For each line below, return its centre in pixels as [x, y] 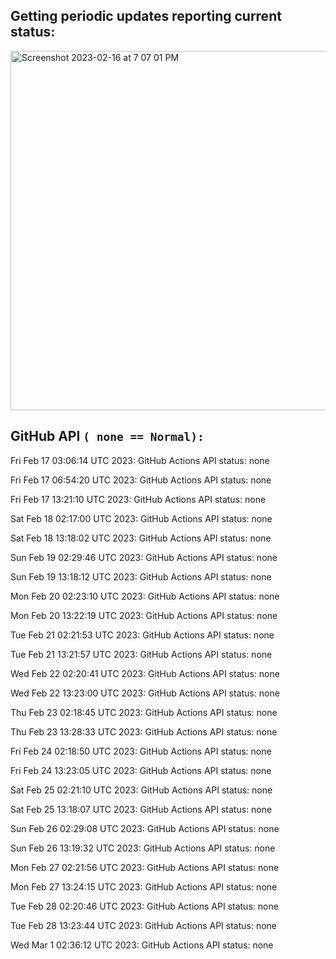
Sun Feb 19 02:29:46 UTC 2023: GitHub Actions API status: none [144, 557]
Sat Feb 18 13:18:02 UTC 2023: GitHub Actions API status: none [141, 538]
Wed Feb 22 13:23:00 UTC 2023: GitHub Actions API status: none [145, 693]
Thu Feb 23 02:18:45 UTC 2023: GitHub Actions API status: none [144, 712]
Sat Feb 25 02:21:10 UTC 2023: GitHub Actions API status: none [141, 790]
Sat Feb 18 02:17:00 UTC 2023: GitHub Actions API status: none [141, 518]
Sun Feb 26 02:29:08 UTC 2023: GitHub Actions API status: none [145, 828]
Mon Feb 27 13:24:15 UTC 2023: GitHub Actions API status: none [144, 886]
